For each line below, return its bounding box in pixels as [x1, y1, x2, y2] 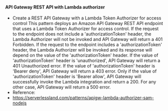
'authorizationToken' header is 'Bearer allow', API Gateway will [12, 73, 141, 79]
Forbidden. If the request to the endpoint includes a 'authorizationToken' [12, 41, 162, 47]
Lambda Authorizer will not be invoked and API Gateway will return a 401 [12, 36, 163, 42]
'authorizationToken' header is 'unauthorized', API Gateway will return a [12, 57, 160, 63]
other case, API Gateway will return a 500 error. [12, 84, 111, 90]
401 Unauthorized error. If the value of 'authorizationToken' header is [12, 63, 155, 69]
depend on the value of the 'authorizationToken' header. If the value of [12, 52, 158, 58]
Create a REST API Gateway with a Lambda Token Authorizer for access [12, 15, 161, 21]
